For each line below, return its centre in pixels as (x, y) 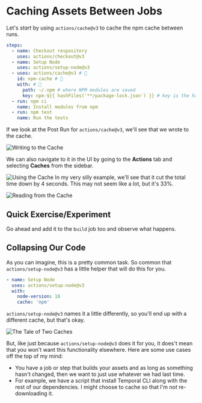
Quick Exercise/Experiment (59, 214)
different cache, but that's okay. (46, 320)
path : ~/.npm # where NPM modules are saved (79, 90)
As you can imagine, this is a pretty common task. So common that (89, 262)
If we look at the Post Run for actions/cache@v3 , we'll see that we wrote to (98, 130)
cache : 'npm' (33, 302)
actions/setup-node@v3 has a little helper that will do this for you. (86, 269)
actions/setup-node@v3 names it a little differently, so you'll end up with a (96, 314)
